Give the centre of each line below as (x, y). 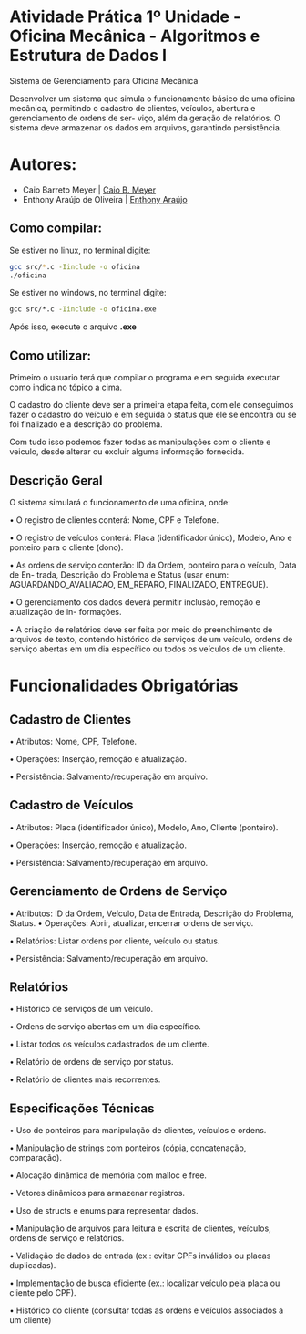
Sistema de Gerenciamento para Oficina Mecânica (104, 80)
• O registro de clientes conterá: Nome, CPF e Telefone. (114, 520)
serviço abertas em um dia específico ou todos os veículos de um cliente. (148, 649)
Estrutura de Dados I (88, 56)
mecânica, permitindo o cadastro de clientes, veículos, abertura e (133, 108)
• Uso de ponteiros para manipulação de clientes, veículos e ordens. (138, 1131)
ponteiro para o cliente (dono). (66, 547)
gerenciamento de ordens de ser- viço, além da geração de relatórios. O (145, 118)
